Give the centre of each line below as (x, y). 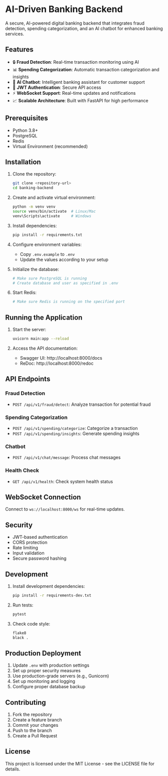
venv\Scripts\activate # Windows (52, 216)
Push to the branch (32, 730)
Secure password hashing (39, 558)
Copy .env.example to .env (47, 254)
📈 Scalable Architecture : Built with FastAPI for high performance (80, 100)
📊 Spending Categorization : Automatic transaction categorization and (86, 69)
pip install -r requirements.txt (47, 235)
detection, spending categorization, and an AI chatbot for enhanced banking (84, 28)
